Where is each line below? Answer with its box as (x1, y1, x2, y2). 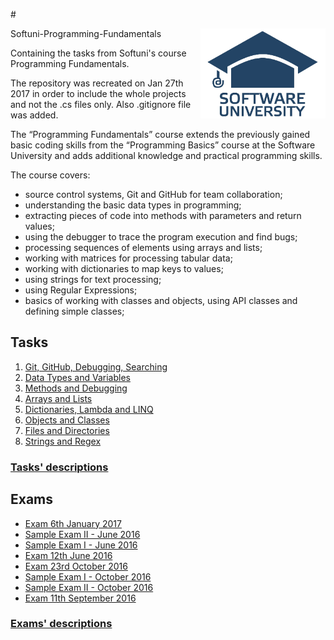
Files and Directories (24, 424, 110, 436)
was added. (10, 109, 59, 121)
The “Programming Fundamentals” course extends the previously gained (10, 129, 311, 140)
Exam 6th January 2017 (24, 517, 122, 529)
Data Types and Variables (24, 371, 131, 383)
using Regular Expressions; (24, 284, 138, 296)
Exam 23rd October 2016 (24, 560, 128, 572)
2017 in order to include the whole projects (10, 88, 187, 99)
